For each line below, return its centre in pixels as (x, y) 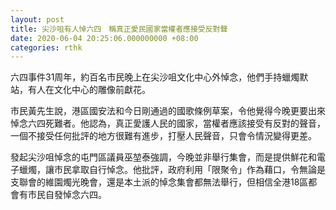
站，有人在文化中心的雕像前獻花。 (80, 90)
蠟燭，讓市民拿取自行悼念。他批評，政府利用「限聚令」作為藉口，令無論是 (172, 170)
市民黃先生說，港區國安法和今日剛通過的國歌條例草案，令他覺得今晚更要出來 (168, 111)
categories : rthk (46, 47)
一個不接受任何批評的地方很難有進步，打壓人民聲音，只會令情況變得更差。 (163, 136)
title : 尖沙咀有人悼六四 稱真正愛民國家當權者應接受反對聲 (119, 29)
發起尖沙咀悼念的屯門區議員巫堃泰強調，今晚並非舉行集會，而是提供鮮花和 (163, 157)
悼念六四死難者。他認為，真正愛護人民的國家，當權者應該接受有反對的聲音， (168, 123)
